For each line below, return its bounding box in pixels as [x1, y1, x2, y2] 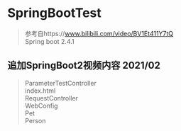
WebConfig [24, 101, 58, 110]
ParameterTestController [24, 79, 97, 87]
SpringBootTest [7, 5, 102, 21]
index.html [24, 86, 56, 95]
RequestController [24, 93, 78, 102]
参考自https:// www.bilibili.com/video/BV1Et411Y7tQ [24, 29, 174, 38]
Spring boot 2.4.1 [24, 37, 75, 45]
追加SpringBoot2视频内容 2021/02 [7, 59, 161, 72]
